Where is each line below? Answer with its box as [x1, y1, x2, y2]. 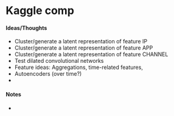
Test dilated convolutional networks [14, 57, 104, 65]
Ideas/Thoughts [5, 24, 47, 31]
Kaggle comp [5, 4, 74, 18]
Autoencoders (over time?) [14, 70, 82, 78]
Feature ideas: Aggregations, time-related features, [14, 63, 144, 71]
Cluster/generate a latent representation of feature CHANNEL [14, 51, 169, 58]
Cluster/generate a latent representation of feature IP [14, 38, 147, 45]
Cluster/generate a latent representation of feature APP [14, 44, 153, 52]
